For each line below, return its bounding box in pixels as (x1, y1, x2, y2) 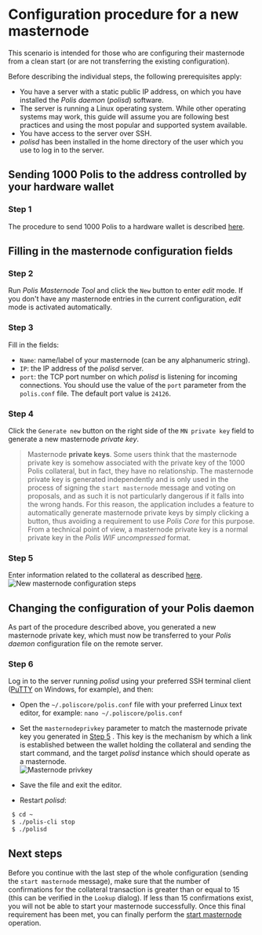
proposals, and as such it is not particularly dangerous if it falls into (27, 491, 245, 500)
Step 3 (8, 322, 34, 333)
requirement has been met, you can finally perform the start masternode (8, 909, 242, 919)
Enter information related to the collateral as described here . (8, 571, 202, 580)
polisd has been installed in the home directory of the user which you (19, 137, 244, 146)
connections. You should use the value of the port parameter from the (19, 380, 247, 389)
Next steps (8, 847, 63, 860)
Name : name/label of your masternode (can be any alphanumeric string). (19, 355, 251, 364)
